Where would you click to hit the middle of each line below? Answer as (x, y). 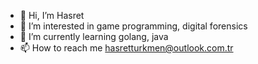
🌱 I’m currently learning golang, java (94, 36)
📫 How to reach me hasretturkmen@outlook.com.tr (126, 48)
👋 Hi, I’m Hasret (52, 15)
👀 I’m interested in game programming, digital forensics (133, 26)
